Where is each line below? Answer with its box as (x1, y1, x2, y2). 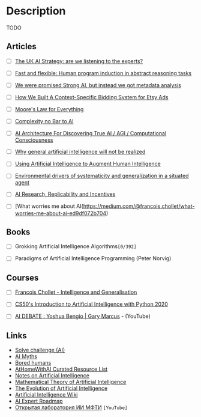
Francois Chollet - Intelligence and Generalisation (14, 288, 137, 296)
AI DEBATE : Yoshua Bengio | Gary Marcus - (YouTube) (14, 312, 151, 320)
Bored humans (14, 359, 52, 367)
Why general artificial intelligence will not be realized (14, 148, 146, 156)
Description (6, 4, 66, 18)
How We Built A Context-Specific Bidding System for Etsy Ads (14, 93, 169, 100)
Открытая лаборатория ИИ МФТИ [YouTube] (14, 404, 128, 411)
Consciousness (14, 136, 53, 144)
